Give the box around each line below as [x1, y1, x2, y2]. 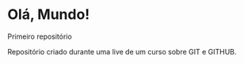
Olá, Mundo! [7, 6, 90, 24]
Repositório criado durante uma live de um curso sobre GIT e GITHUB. [7, 47, 237, 56]
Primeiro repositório [7, 32, 72, 41]
